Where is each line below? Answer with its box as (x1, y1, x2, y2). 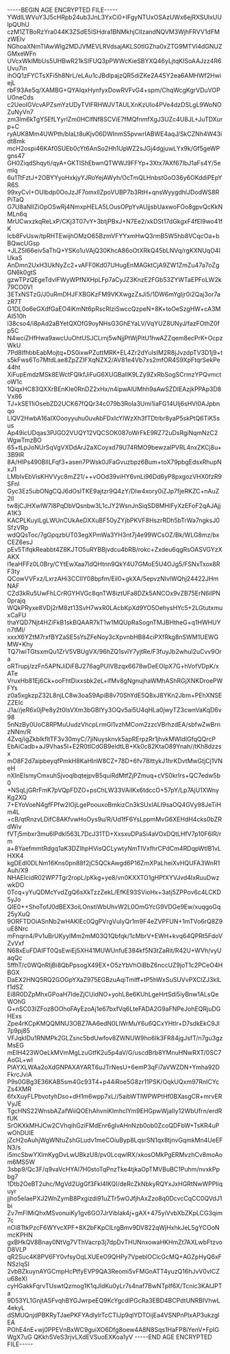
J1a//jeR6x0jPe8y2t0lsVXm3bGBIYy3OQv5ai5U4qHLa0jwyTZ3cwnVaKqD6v (7, 706, 222, 714)
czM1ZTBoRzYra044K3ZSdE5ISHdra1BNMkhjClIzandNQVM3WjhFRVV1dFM (7, 27, 220, 36)
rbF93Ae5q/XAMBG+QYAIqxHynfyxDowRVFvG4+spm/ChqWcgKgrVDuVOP (7, 86, 220, 94)
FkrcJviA (7, 1071, 32, 1078)
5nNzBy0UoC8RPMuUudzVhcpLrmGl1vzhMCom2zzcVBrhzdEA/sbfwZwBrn (7, 721, 221, 728)
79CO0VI (7, 283, 33, 291)
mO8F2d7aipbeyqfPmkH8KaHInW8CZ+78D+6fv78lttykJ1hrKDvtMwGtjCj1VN (7, 757, 223, 764)
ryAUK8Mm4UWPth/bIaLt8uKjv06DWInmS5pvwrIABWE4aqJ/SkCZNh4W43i (7, 130, 222, 138)
